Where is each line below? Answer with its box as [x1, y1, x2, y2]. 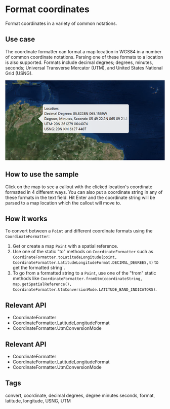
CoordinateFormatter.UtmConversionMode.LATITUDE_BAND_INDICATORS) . [12, 286, 157, 292]
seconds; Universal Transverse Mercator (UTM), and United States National [5, 64, 163, 71]
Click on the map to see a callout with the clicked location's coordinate [5, 184, 153, 190]
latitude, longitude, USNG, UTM [5, 397, 71, 404]
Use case [5, 35, 35, 44]
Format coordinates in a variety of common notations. [5, 20, 117, 26]
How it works [5, 214, 48, 223]
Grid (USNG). [5, 70, 33, 76]
